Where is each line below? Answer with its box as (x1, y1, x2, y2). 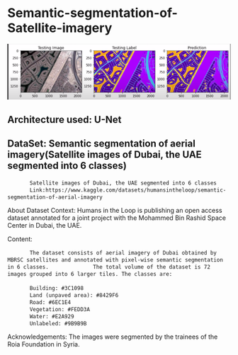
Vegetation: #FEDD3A (29, 305, 91, 313)
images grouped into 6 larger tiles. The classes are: (7, 270, 173, 277)
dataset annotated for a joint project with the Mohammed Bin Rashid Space (7, 214, 227, 222)
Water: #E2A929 (29, 313, 74, 320)
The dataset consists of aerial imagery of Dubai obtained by (29, 249, 217, 256)
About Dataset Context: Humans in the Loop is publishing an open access (7, 206, 222, 214)
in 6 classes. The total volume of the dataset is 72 (7, 263, 211, 270)
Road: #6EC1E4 (29, 298, 72, 305)
